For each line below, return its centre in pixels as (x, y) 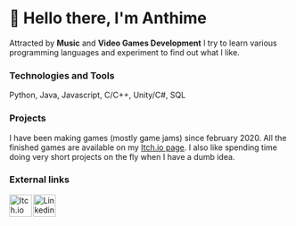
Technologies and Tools (62, 75)
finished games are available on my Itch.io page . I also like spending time (144, 147)
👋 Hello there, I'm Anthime (108, 18)
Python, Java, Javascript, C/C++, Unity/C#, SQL (98, 95)
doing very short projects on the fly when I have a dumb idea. (122, 156)
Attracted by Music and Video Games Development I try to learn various (144, 43)
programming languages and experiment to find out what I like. (125, 52)
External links (39, 180)
